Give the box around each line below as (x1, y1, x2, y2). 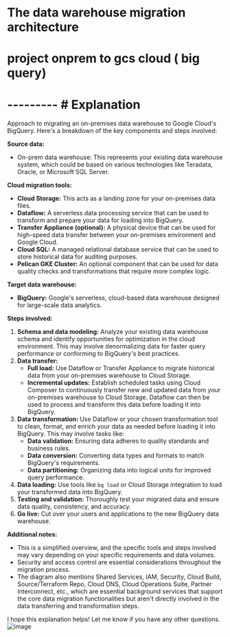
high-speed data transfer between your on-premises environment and (16, 231, 216, 239)
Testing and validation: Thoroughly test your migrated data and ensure (16, 495, 220, 503)
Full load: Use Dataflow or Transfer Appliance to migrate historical (27, 364, 215, 372)
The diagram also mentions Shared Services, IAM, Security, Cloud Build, (16, 573, 222, 581)
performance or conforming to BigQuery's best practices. (16, 350, 181, 358)
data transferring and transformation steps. (16, 602, 139, 610)
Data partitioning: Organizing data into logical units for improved (27, 466, 211, 474)
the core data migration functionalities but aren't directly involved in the (16, 594, 220, 603)
